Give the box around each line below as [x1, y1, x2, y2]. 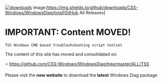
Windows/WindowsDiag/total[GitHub [5, 10, 79, 16]
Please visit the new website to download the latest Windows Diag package [5, 72, 158, 78]
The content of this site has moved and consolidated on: [5, 51, 118, 57]
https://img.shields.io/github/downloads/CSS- [46, 5, 138, 10]
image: [33, 5, 47, 10]
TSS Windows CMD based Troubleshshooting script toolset [5, 43, 123, 48]
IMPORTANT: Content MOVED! [5, 27, 131, 38]
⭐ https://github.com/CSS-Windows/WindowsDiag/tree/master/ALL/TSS [5, 61, 149, 66]
